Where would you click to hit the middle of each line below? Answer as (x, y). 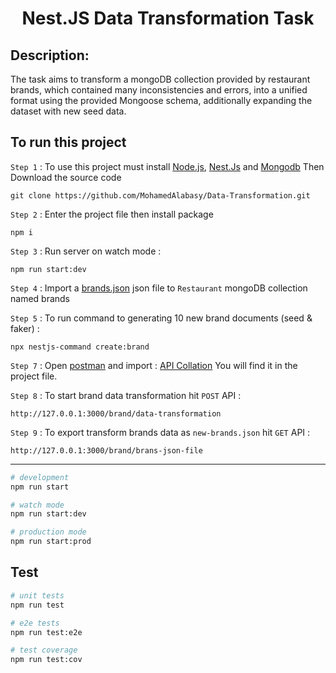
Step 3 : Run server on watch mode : (86, 251)
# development (40, 477)
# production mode (48, 532)
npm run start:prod (51, 542)
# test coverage (44, 650)
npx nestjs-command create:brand (80, 347)
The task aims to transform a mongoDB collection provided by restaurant (160, 79)
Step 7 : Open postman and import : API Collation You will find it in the (154, 365)
